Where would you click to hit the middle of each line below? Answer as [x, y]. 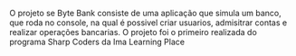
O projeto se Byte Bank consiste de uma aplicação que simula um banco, [146, 13]
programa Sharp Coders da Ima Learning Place [97, 42]
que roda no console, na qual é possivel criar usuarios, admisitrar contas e [148, 23]
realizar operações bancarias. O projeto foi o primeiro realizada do [134, 32]
